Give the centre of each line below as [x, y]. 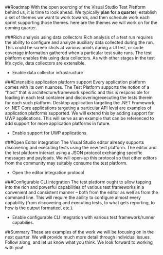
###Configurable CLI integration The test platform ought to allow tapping [78, 182]
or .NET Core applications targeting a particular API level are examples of [78, 108]
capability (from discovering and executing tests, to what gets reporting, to [80, 203]
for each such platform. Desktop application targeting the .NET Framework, [80, 103]
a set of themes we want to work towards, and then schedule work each [77, 17]
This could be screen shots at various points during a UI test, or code [74, 48]
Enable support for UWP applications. [50, 133]
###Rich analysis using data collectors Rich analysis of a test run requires [79, 37]
